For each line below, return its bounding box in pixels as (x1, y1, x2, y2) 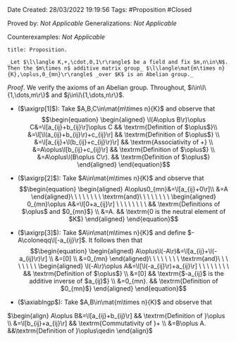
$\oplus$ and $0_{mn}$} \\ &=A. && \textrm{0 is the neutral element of (21, 208, 226, 215)
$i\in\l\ (187, 83, 206, 91)
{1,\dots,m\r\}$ (7, 91, 50, 99)
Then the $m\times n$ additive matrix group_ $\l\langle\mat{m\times (7, 65, 216, 72)
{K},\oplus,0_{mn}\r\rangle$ (7, 71, 93, 78)
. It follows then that (85, 236, 143, 244)
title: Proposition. (7, 46, 68, 53)
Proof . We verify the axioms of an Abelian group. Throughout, (7, 83, 187, 91)
